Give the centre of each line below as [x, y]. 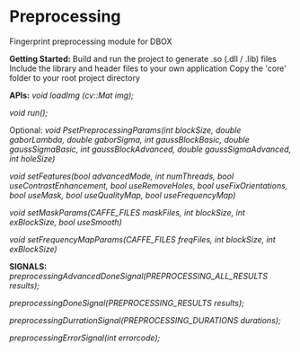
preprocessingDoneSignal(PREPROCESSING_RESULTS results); [127, 303]
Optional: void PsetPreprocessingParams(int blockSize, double [125, 130]
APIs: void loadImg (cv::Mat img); [72, 95]
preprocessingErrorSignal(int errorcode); [85, 338]
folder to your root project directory [75, 77]
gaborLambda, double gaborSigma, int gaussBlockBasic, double [129, 139]
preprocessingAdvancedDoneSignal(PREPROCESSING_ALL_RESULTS [138, 276]
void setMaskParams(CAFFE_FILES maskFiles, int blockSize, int [127, 212]
